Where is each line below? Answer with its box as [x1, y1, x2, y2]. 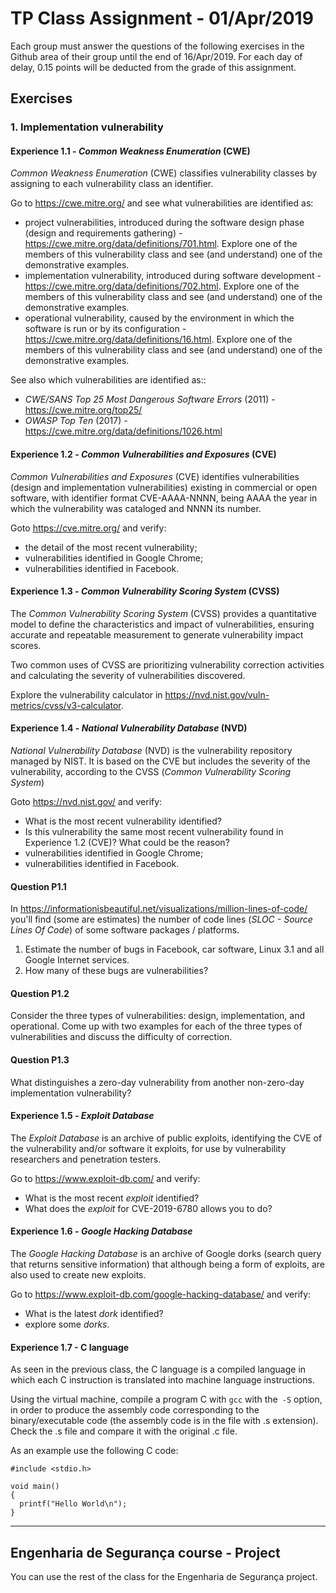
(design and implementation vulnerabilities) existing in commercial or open [10, 481, 318, 493]
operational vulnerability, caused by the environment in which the [24, 312, 295, 324]
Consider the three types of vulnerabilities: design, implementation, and [10, 1010, 306, 1022]
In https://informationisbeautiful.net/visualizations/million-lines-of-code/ [10, 903, 308, 915]
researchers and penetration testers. [10, 1153, 162, 1165]
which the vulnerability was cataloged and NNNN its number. [10, 502, 262, 514]
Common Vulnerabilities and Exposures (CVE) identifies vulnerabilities [10, 470, 300, 482]
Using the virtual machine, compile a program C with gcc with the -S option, [10, 1393, 323, 1406]
